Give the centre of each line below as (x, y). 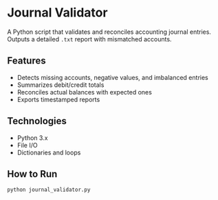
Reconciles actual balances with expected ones (85, 92)
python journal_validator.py (49, 190)
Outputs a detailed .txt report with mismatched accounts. (89, 39)
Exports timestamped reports (58, 99)
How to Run (32, 174)
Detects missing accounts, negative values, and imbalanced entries (112, 77)
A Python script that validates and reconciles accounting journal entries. (109, 32)
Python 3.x (32, 138)
